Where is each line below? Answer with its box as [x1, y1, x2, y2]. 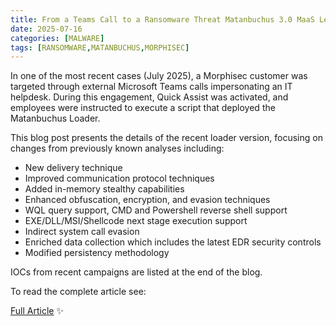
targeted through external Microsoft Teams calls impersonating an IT [10, 81, 293, 93]
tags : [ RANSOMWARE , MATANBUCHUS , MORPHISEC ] [10, 42, 190, 53]
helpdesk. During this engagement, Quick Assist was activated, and [10, 91, 289, 103]
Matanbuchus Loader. [10, 112, 101, 125]
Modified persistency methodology [24, 247, 170, 259]
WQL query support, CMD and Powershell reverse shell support [24, 204, 288, 216]
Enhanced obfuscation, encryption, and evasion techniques [24, 194, 271, 206]
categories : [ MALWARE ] [10, 33, 105, 43]
